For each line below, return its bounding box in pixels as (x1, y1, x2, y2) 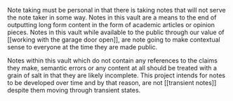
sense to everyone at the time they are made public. (7, 43, 158, 51)
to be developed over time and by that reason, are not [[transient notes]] (7, 79, 217, 86)
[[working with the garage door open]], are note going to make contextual (7, 36, 220, 44)
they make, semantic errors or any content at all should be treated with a (7, 64, 218, 72)
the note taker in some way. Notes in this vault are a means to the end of (7, 13, 217, 22)
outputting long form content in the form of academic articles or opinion (7, 21, 215, 29)
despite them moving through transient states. (7, 86, 141, 94)
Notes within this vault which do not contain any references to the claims (7, 56, 218, 65)
